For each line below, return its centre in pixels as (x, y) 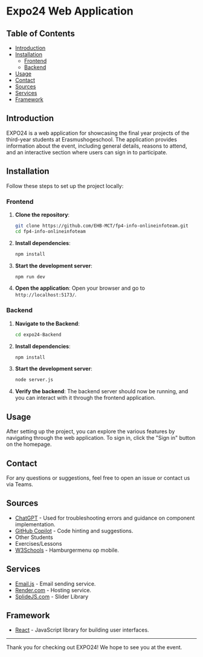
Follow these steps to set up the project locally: (65, 186)
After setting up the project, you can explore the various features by (91, 431)
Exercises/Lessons (38, 543)
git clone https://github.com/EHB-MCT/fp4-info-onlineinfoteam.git (101, 226)
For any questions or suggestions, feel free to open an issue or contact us (98, 478)
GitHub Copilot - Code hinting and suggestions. (74, 531)
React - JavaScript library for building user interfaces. (82, 630)
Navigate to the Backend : (47, 323)
